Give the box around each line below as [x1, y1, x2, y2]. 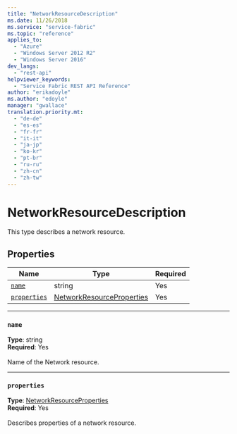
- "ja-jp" [13, 142, 42, 149]
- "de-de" [13, 115, 42, 122]
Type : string [7, 335, 43, 344]
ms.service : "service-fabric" [7, 23, 97, 30]
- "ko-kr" [13, 148, 42, 155]
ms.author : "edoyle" [7, 96, 68, 103]
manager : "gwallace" [7, 102, 68, 109]
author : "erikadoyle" [7, 89, 71, 96]
